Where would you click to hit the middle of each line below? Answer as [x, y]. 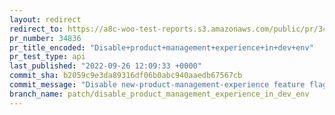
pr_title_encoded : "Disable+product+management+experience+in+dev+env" [161, 47]
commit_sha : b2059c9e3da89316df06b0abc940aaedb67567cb [126, 76]
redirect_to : [36, 29]
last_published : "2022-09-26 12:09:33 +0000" [105, 66]
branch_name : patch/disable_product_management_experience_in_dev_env [159, 94]
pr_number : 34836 [45, 38]
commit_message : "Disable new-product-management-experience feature [157, 85]
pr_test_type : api [47, 57]
